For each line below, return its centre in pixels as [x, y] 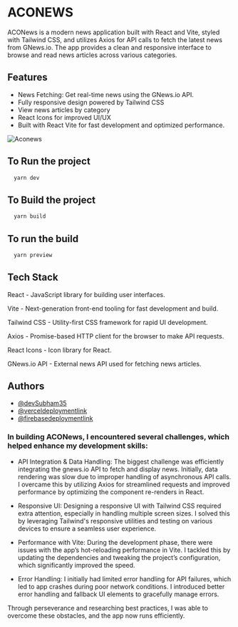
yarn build [30, 216]
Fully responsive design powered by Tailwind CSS [91, 102]
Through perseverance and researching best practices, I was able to [108, 608]
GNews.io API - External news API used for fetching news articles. [104, 363]
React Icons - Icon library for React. [59, 350]
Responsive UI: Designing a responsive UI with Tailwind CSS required [119, 506]
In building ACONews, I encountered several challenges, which [119, 437]
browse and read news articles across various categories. [92, 55]
